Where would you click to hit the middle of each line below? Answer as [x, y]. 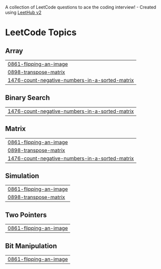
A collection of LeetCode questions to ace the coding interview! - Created [81, 7]
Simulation [22, 176]
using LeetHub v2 [23, 12]
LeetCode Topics [41, 33]
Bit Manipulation [31, 246]
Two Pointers [26, 215]
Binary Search [28, 98]
